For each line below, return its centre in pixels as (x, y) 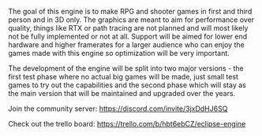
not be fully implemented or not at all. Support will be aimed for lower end (128, 36)
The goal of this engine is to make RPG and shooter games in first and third (130, 11)
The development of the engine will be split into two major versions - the (126, 68)
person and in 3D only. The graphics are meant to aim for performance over (131, 20)
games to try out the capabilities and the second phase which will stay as (127, 85)
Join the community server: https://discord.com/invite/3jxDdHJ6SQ (118, 108)
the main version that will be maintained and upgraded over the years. (122, 93)
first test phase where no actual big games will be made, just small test (124, 77)
